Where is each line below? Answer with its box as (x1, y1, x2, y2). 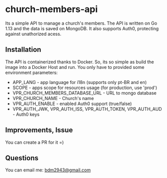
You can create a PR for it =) (5, 139, 64, 145)
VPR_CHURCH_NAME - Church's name (12, 95, 94, 101)
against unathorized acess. (5, 31, 62, 37)
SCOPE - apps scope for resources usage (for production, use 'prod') (12, 84, 157, 91)
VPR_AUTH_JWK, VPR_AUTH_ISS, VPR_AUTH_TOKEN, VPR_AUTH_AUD (12, 106, 162, 112)
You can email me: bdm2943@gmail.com (5, 167, 91, 173)
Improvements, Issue (5, 126, 73, 134)
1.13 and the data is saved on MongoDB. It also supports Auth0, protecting (5, 25, 159, 31)
